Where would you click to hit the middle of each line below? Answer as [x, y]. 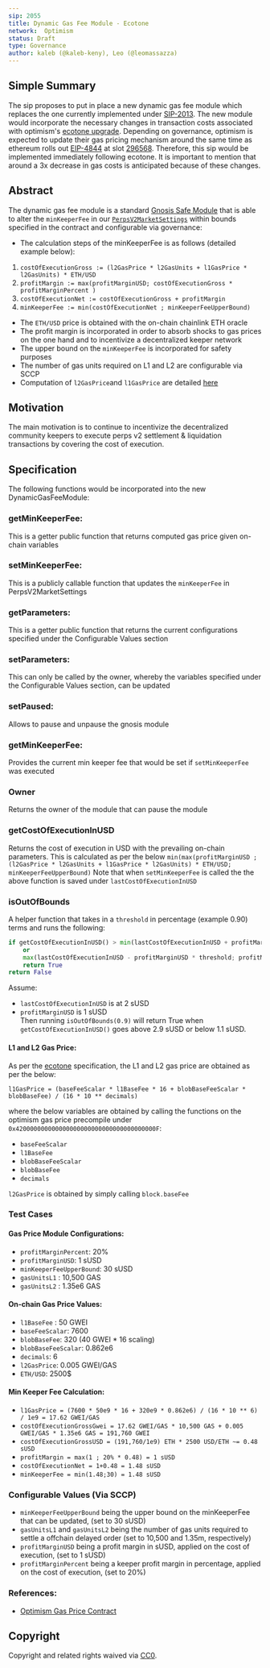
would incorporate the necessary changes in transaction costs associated [131, 123]
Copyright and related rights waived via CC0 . [83, 1656]
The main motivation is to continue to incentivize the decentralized [119, 427]
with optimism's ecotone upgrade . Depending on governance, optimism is [131, 131]
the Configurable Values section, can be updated [89, 685]
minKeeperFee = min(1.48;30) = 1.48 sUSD [90, 1475]
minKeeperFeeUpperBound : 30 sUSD [76, 1269]
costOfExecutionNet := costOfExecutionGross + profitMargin [123, 299]
